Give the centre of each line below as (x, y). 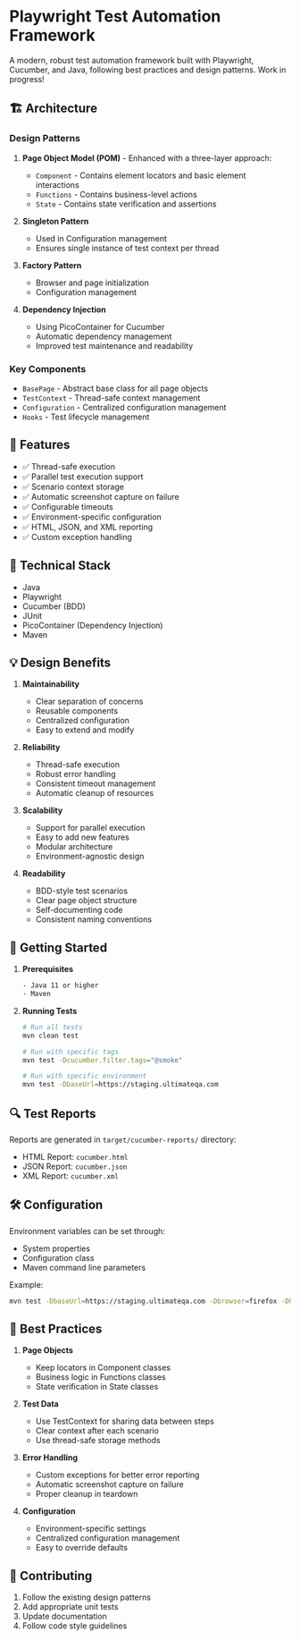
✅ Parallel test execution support (83, 477)
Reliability (41, 748)
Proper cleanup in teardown (87, 1494)
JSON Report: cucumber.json (75, 1166)
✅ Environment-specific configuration (92, 517)
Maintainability (51, 684)
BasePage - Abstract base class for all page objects (115, 388)
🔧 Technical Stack (60, 566)
